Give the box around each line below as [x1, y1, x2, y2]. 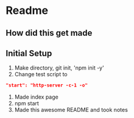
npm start [14, 100, 39, 107]
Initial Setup [5, 48, 52, 58]
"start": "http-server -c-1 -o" [5, 82, 88, 88]
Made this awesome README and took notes [14, 107, 129, 114]
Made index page [14, 93, 58, 100]
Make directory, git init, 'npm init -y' [14, 64, 104, 71]
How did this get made [5, 28, 93, 38]
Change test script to [14, 71, 68, 78]
